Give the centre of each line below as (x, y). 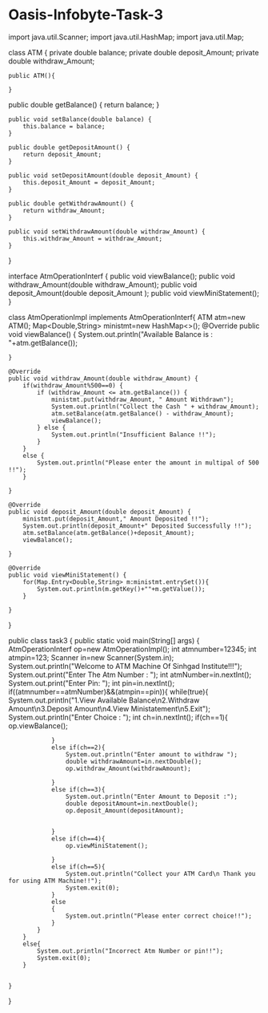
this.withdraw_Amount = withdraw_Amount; (92, 238)
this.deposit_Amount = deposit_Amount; (89, 182)
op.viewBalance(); (38, 725)
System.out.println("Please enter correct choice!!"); (158, 916)
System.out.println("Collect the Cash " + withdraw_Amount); (155, 407)
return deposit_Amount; (62, 154)
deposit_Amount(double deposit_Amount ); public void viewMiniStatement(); (134, 293)
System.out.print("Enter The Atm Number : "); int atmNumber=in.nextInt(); (130, 675)
